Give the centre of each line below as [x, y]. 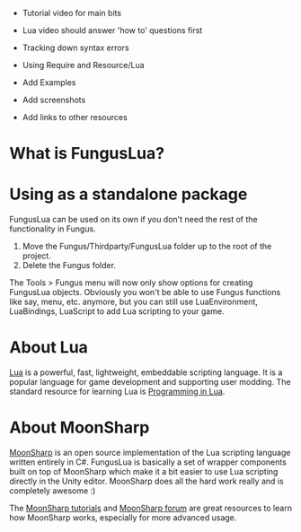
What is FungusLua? [87, 154]
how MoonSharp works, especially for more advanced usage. [123, 518]
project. [36, 256]
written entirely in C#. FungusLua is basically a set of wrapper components [148, 462]
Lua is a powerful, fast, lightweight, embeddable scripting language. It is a [146, 372]
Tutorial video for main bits [72, 13]
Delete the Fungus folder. [69, 266]
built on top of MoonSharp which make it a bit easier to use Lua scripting [144, 471]
